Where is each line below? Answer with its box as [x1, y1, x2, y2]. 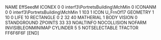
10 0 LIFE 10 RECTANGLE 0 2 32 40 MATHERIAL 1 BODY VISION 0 [5, 15, 138, 20]
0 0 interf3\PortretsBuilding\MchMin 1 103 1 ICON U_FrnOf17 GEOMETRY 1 [5, 9, 154, 15]
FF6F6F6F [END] [5, 30, 39, 36]
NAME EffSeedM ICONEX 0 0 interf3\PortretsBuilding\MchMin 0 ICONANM [5, 4, 157, 10]
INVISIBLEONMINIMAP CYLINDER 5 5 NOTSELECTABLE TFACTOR [5, 25, 138, 31]
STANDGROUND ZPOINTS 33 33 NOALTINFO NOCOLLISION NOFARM [5, 20, 147, 25]
